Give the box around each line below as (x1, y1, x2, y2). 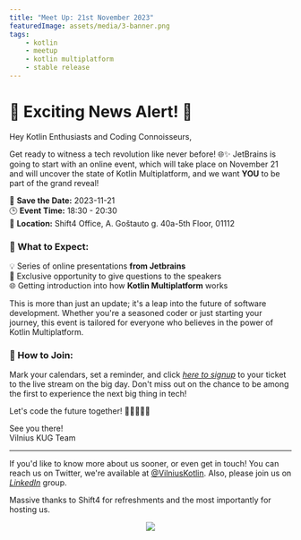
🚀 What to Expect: (9, 240, 90, 253)
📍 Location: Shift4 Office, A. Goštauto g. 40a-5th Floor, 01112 (9, 218, 236, 228)
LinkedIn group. (9, 477, 67, 488)
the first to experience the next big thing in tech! (9, 389, 187, 399)
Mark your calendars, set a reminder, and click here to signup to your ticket (9, 369, 287, 381)
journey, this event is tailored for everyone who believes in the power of (9, 317, 273, 328)
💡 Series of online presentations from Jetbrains (9, 261, 186, 271)
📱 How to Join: (9, 349, 73, 362)
